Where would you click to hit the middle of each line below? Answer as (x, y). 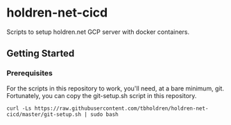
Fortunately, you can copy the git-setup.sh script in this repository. (102, 95)
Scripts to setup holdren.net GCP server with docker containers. (98, 32)
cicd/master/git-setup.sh (44, 114)
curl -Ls (19, 108)
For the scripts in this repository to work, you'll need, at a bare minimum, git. (115, 88)
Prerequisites (29, 73)
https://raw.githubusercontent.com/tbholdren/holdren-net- (121, 108)
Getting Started (41, 54)
